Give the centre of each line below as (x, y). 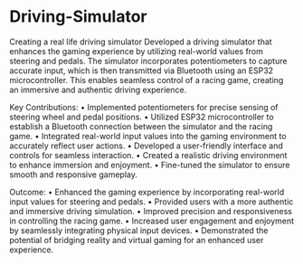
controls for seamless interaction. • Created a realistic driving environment (148, 155)
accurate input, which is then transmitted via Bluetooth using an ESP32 (142, 71)
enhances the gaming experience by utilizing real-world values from (137, 51)
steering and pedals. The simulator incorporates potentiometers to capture (148, 61)
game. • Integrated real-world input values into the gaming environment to (148, 136)
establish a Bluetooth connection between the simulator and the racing (141, 126)
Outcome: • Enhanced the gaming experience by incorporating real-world (147, 192)
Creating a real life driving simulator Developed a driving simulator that (141, 42)
